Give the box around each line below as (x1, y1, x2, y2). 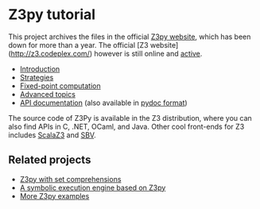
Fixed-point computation (19, 81, 101, 91)
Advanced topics (19, 89, 76, 99)
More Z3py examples (19, 191, 90, 200)
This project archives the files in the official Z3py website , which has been (8, 32, 251, 41)
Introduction (19, 64, 60, 73)
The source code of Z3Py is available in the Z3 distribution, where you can (8, 113, 252, 122)
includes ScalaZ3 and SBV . (8, 130, 97, 140)
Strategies (19, 72, 54, 82)
